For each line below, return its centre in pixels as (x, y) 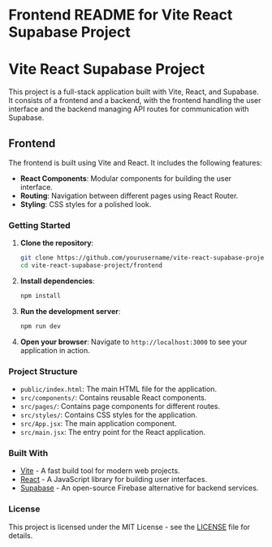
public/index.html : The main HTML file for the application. (119, 389)
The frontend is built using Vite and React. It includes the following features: (135, 162)
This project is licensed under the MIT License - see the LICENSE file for (129, 527)
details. (21, 535)
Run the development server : (70, 311)
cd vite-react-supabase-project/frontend (91, 265)
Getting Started (39, 225)
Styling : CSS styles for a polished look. (86, 204)
